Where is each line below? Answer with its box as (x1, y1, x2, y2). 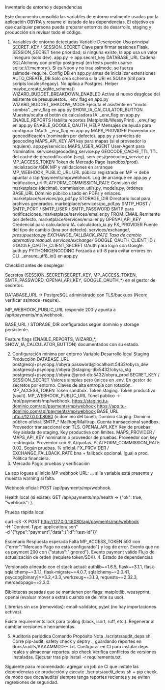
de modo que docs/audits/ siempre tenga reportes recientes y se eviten (5, 674, 150, 680)
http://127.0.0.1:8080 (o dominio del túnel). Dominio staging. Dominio (12, 414, 151, 419)
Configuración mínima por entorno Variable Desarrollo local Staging (12, 351, 149, 357)
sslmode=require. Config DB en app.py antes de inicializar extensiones (12, 70, 156, 76)
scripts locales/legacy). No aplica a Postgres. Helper (12, 81, 119, 86)
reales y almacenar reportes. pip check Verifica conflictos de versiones (12, 649, 157, 655)
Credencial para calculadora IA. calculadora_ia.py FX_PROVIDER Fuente (12, 222, 158, 228)
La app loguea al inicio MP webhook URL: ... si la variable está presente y (5, 470, 153, 476)
